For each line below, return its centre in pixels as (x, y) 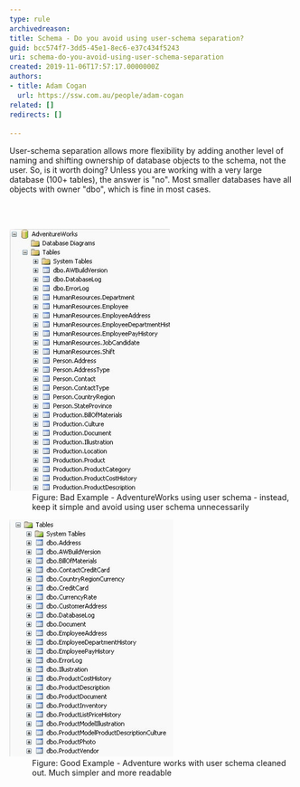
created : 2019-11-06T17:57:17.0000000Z (84, 67)
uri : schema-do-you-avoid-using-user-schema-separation (117, 57)
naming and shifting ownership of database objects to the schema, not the (148, 161)
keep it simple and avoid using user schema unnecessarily (141, 507)
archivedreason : (40, 28)
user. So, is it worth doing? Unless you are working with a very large (136, 170)
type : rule (30, 19)
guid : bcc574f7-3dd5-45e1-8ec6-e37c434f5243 (94, 48)
